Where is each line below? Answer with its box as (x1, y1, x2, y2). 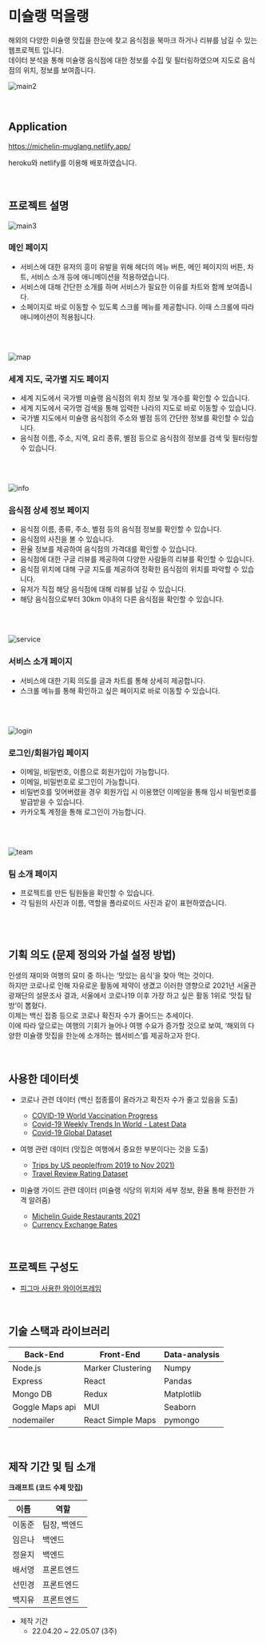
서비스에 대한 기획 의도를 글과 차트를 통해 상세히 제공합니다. (19, 676, 206, 685)
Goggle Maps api (12, 1401, 77, 1412)
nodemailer (12, 1414, 55, 1425)
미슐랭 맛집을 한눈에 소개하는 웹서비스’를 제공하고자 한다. (22, 1030, 200, 1041)
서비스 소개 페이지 (8, 656, 73, 667)
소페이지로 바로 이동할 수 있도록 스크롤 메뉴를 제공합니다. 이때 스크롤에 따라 (19, 302, 255, 311)
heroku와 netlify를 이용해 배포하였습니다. (8, 158, 137, 167)
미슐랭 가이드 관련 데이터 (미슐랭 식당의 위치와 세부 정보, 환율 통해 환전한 (19, 1185, 246, 1195)
